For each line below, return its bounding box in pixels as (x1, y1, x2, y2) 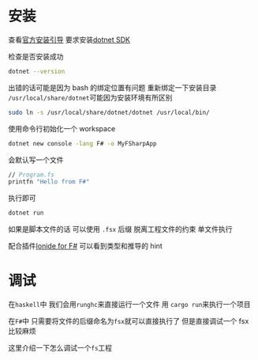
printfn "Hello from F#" (8, 178, 90, 186)
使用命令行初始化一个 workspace (8, 123, 116, 133)
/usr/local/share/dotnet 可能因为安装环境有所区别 (8, 93, 173, 102)
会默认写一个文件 (8, 155, 64, 165)
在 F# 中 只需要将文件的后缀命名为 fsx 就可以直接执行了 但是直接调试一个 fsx (8, 316, 249, 326)
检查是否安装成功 (8, 51, 64, 61)
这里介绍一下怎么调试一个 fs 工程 (8, 343, 113, 353)
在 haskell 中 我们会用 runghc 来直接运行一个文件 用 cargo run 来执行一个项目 (8, 300, 251, 309)
